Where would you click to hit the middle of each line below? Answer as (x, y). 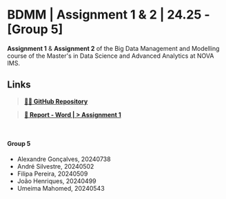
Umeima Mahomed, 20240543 (61, 188)
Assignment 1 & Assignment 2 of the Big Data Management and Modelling (113, 48)
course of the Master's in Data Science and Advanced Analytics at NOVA (111, 56)
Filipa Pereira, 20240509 (52, 174)
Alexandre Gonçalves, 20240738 (64, 159)
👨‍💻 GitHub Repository (56, 101)
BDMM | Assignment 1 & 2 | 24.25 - (109, 15)
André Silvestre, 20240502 (55, 166)
